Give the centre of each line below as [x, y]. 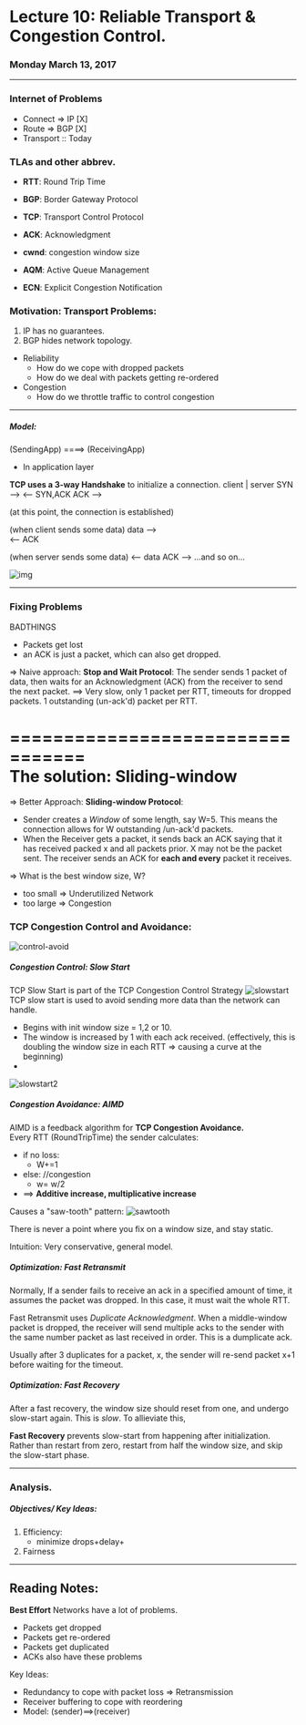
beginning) [43, 1056]
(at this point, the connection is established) [92, 512]
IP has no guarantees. [63, 331]
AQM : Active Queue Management [86, 270]
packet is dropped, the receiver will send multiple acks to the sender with [147, 1327]
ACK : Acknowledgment [66, 235]
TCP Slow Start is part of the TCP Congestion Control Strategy [127, 990]
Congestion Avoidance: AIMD [67, 1104]
